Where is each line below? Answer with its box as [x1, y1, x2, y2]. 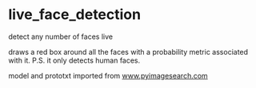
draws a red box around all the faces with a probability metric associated [8, 47, 249, 56]
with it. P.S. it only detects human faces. [8, 55, 141, 65]
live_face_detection [8, 6, 142, 24]
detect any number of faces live [8, 32, 114, 41]
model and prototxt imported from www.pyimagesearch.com [8, 71, 208, 80]
